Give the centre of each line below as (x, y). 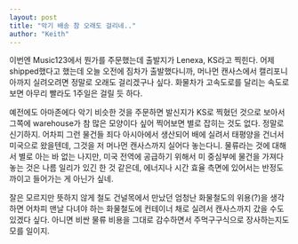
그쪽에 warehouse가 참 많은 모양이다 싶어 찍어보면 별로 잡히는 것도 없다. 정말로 (147, 123)
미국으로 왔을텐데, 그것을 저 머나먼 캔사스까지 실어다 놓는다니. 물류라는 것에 (140, 146)
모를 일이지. (30, 231)
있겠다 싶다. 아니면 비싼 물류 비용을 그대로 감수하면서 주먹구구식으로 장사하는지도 (149, 220)
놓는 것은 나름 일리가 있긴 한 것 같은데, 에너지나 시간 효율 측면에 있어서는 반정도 (147, 168)
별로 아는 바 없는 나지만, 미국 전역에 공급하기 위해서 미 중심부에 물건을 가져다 (151, 157)
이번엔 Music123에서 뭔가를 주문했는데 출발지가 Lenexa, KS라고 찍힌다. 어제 (142, 60)
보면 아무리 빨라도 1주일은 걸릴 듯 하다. (76, 93)
